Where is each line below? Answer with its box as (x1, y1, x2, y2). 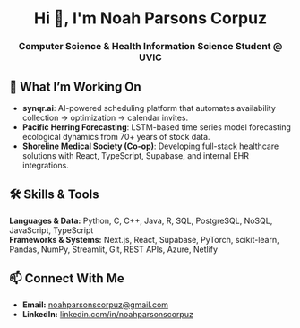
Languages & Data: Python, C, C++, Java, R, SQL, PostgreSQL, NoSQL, (9, 215, 273, 226)
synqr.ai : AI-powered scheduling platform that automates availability (21, 102, 276, 113)
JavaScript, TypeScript (9, 224, 94, 236)
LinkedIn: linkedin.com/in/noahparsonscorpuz (21, 308, 194, 319)
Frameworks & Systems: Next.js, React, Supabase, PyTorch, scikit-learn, (9, 234, 279, 245)
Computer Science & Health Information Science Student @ (18, 40, 283, 53)
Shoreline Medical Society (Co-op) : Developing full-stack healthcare (21, 141, 279, 151)
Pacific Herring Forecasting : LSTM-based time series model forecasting (21, 121, 291, 133)
